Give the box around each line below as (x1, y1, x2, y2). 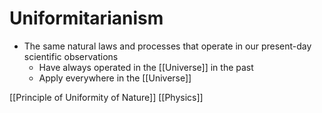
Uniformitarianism (9, 7, 164, 30)
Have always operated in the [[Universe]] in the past (38, 61, 254, 73)
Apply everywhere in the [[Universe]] (38, 72, 192, 84)
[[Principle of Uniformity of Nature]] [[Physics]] (9, 91, 204, 103)
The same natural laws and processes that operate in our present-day (23, 40, 312, 52)
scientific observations (23, 50, 119, 62)
